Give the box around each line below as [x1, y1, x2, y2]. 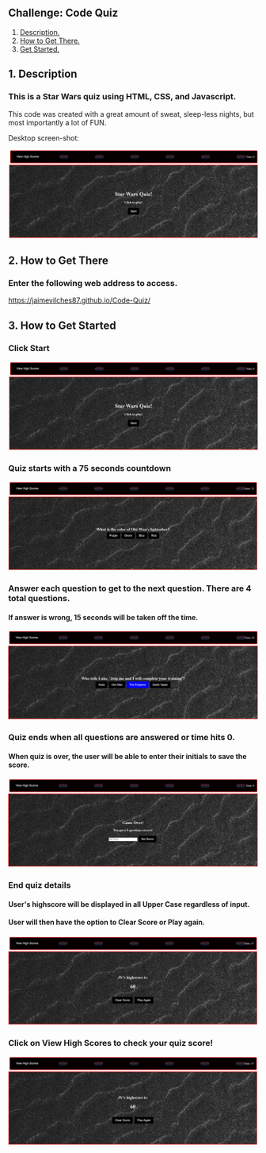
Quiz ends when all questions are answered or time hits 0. [8, 732, 235, 743]
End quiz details [8, 880, 71, 891]
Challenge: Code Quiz [8, 6, 119, 20]
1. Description [8, 67, 78, 81]
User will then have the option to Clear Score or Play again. [8, 917, 206, 927]
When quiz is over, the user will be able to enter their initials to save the [8, 751, 247, 761]
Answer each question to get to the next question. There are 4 [8, 583, 252, 594]
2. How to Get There [8, 254, 109, 268]
